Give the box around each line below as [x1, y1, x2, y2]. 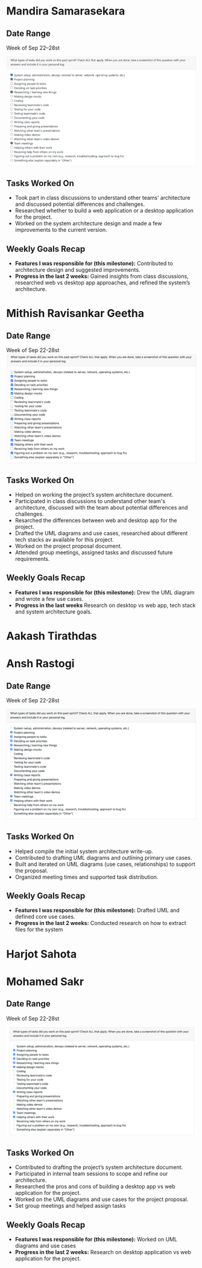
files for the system [14, 926, 63, 933]
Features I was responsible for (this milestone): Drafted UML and [14, 907, 180, 914]
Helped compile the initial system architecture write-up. [14, 847, 154, 855]
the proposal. [14, 866, 48, 874]
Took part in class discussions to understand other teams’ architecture [14, 194, 191, 202]
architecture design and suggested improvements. [14, 266, 140, 274]
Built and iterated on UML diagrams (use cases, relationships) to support [14, 860, 196, 868]
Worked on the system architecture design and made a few [14, 220, 162, 227]
